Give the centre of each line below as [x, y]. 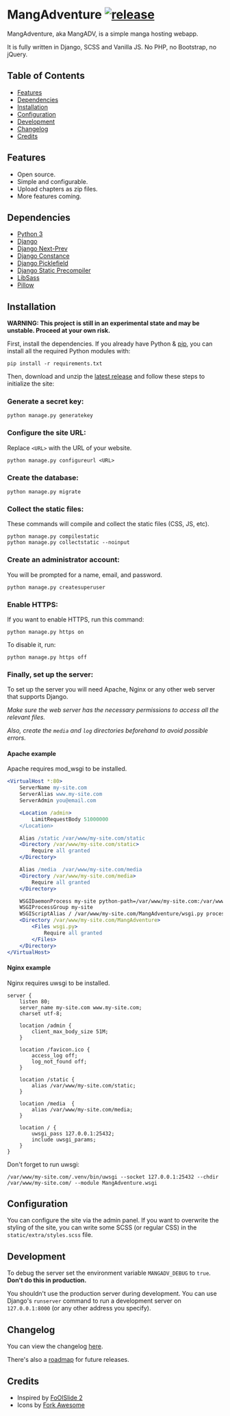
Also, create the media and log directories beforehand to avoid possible [108, 731]
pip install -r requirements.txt [55, 364]
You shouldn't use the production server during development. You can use [112, 1294]
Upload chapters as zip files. [57, 189]
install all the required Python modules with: [69, 351]
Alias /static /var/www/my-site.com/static [82, 838]
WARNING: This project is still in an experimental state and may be [103, 323]
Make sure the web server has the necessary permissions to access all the [113, 710]
